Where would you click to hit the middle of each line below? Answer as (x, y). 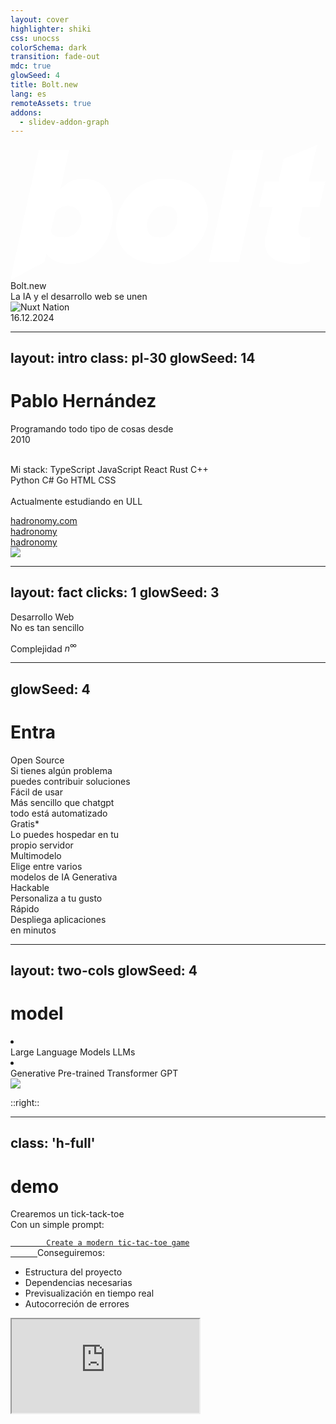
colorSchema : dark (48, 47)
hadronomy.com (44, 520)
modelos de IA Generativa (64, 877)
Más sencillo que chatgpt (62, 802)
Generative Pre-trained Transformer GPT (94, 1073)
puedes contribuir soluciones (70, 781)
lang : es (28, 94)
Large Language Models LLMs (73, 1052)
